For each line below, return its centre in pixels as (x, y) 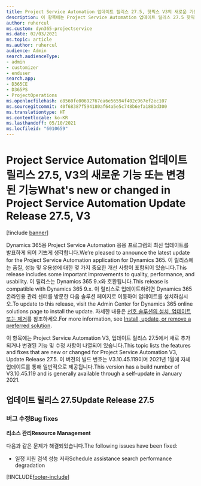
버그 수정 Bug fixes (32, 419)
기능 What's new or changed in (95, 190)
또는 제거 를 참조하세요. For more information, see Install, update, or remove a (99, 319)
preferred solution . (29, 325)
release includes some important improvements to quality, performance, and (100, 274)
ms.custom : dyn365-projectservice (49, 28)
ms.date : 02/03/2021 (32, 34)
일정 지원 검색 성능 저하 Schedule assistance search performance (93, 458)
